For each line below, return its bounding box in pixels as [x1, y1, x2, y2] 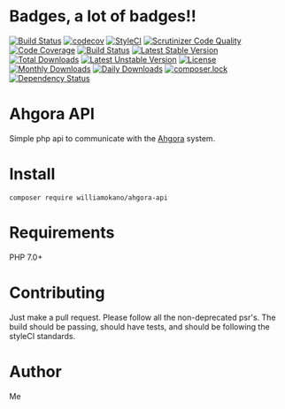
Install [9, 164, 56, 185]
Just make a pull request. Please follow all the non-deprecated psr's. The [9, 312, 276, 322]
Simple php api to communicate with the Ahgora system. [9, 133, 216, 143]
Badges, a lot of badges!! [9, 6, 196, 27]
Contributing [9, 283, 105, 302]
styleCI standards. [9, 330, 76, 341]
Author [9, 361, 62, 382]
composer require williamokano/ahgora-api [9, 193, 168, 202]
